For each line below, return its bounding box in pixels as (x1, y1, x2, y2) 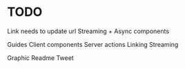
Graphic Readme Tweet (7, 53, 74, 62)
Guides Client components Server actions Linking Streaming (7, 40, 179, 48)
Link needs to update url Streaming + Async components (7, 27, 170, 35)
